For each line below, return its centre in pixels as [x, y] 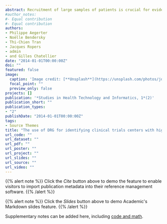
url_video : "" [20, 167]
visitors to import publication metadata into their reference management [79, 187]
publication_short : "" [29, 103]
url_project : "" [22, 153]
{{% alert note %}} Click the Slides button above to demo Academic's [76, 202]
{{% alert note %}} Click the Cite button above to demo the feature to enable [83, 181]
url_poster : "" [21, 149]
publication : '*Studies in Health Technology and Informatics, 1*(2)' [80, 98]
